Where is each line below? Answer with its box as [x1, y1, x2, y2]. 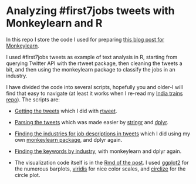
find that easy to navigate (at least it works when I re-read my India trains [6, 90, 183, 97]
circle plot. [14, 171, 40, 178]
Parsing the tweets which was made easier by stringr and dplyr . [14, 118, 169, 125]
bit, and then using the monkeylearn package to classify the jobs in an [6, 66, 175, 73]
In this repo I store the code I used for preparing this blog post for [6, 36, 164, 43]
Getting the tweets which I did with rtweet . [14, 107, 117, 114]
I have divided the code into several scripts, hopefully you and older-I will [6, 83, 183, 90]
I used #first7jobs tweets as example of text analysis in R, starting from [6, 53, 178, 60]
